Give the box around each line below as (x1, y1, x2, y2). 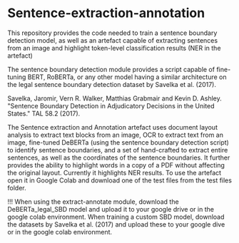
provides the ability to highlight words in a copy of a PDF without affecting (7, 160, 225, 169)
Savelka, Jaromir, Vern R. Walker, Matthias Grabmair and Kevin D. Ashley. (7, 94, 223, 103)
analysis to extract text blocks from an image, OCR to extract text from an (7, 130, 223, 139)
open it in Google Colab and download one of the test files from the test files (7, 176, 232, 185)
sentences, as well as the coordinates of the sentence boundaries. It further (7, 153, 230, 162)
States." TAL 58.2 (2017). (7, 109, 81, 118)
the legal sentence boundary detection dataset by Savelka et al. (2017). (7, 80, 216, 88)
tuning (7, 73, 26, 81)
